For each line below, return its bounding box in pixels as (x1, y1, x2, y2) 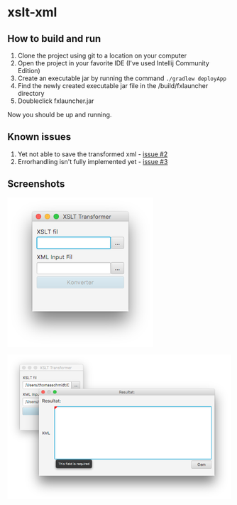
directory (17, 89, 45, 97)
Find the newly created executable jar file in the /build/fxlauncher (17, 82, 209, 89)
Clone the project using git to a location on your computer (17, 51, 187, 60)
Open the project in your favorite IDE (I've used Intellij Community (17, 59, 209, 67)
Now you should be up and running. (7, 111, 112, 119)
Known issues (7, 131, 72, 143)
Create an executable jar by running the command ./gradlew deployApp (17, 74, 227, 82)
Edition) (17, 67, 40, 75)
